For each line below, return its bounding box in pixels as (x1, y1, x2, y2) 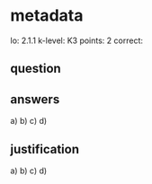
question (10, 61, 61, 76)
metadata (10, 5, 84, 26)
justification (10, 141, 80, 157)
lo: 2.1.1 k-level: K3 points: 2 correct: (10, 35, 143, 46)
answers (10, 92, 60, 107)
